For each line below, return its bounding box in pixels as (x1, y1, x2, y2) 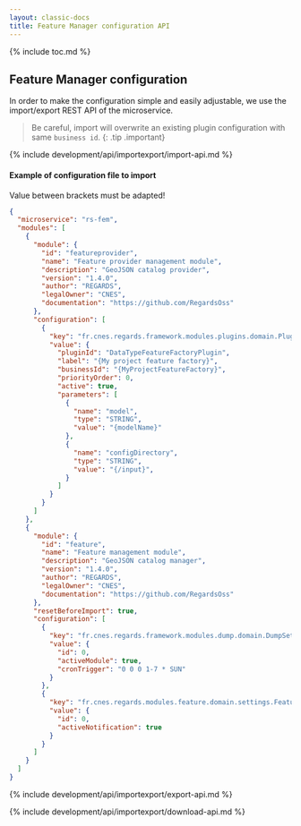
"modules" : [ (17, 224, 66, 233)
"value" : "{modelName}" (73, 423, 163, 432)
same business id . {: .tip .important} (30, 132, 166, 143)
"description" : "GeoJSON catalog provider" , (41, 265, 211, 274)
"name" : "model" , (73, 406, 139, 416)
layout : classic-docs (9, 13, 90, 22)
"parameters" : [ (56, 390, 118, 399)
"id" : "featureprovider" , (41, 248, 139, 258)
